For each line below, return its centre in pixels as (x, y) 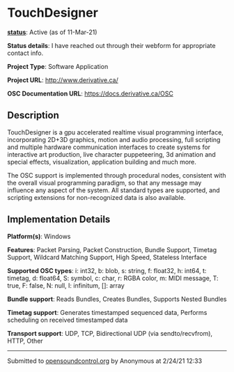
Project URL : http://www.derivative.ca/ (63, 80)
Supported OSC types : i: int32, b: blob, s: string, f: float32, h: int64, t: (107, 270)
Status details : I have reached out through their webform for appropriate (111, 45)
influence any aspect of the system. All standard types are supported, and (114, 190)
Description (33, 115)
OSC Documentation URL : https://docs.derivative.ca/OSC (91, 93)
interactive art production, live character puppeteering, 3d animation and (111, 154)
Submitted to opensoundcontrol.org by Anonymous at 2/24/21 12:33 (105, 361)
